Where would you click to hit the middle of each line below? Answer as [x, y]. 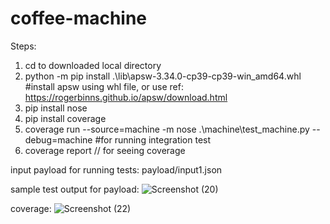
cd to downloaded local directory [93, 65]
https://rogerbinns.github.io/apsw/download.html [126, 97]
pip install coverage [65, 118]
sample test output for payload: [75, 189]
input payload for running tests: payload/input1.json [116, 169]
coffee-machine [79, 18]
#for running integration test [153, 139]
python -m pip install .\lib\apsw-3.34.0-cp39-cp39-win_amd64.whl [163, 76]
